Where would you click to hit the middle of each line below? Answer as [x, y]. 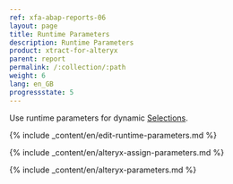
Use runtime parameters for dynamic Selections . [99, 118]
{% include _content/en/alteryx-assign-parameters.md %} [117, 152]
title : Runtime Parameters [60, 34]
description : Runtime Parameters [72, 42]
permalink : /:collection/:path [68, 68]
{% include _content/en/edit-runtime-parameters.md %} [113, 135]
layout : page [34, 26]
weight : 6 [28, 76]
